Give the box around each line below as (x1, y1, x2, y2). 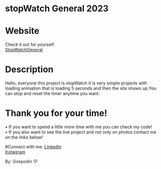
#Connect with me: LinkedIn (5, 144, 62, 149)
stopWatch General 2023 (5, 3, 109, 14)
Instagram (5, 149, 25, 155)
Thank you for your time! (5, 108, 107, 119)
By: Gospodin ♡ (5, 159, 38, 164)
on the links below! (5, 134, 43, 140)
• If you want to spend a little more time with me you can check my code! (5, 124, 152, 130)
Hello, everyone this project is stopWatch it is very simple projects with (5, 80, 147, 86)
